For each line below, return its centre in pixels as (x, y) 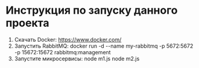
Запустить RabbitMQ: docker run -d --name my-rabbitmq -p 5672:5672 (104, 46)
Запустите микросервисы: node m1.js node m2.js (77, 58)
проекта (27, 23)
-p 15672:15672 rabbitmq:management (62, 52)
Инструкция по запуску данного (92, 10)
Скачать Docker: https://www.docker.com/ (68, 39)
